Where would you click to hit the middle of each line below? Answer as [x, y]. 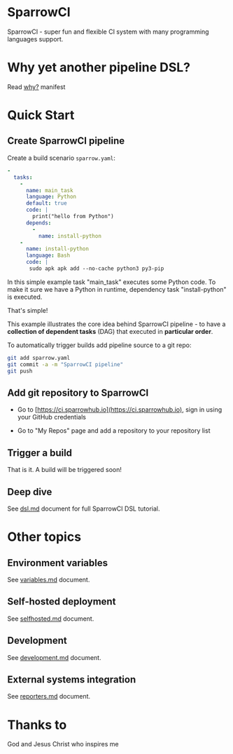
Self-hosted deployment [62, 601]
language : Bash [48, 256]
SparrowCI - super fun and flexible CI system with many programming [108, 32]
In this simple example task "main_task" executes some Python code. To [112, 282]
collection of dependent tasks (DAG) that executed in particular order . [110, 331]
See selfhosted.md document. [51, 619]
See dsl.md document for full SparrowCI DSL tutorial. [84, 509]
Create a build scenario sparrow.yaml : [61, 158]
